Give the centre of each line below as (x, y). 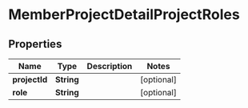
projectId (30, 79)
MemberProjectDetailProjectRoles (124, 15)
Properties (35, 44)
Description (110, 66)
